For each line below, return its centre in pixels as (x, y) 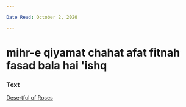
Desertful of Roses (30, 98)
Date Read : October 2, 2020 (42, 17)
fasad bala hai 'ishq (57, 65)
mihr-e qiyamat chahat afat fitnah (93, 53)
